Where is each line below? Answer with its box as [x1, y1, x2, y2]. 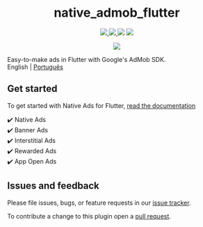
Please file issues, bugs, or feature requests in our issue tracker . [7, 198, 191, 207]
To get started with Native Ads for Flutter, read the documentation [7, 101, 196, 109]
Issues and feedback [7, 180, 99, 192]
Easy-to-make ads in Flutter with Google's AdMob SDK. [7, 55, 166, 63]
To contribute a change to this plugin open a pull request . [7, 212, 172, 220]
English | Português [7, 63, 64, 71]
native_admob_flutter [54, 5, 180, 21]
